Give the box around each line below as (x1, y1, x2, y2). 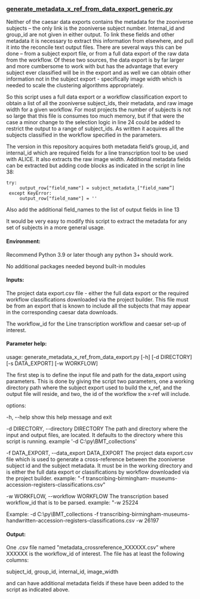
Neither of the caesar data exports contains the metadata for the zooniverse (6, 19, 193, 26)
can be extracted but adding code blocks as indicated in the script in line (6, 162, 186, 169)
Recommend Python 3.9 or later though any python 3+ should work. (6, 251, 174, 258)
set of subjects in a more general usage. (6, 224, 106, 231)
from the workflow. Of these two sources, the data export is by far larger (6, 56, 184, 64)
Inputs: (6, 277, 24, 284)
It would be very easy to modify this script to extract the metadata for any (6, 217, 187, 225)
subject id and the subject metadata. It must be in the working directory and (6, 462, 193, 469)
